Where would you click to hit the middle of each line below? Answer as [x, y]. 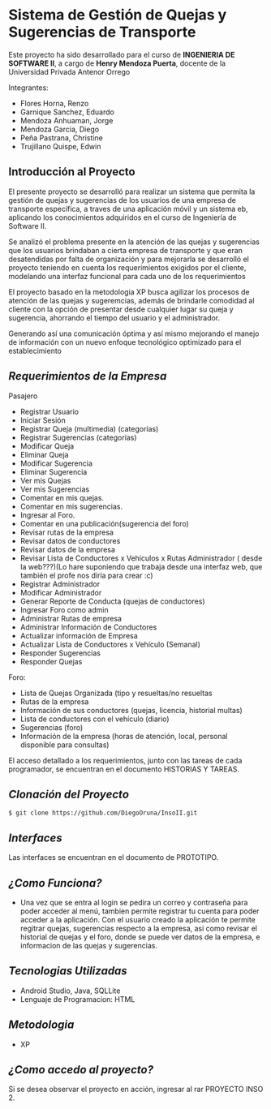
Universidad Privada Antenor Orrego [69, 71]
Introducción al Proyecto [72, 172]
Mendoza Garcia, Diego [60, 129]
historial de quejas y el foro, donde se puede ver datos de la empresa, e [140, 937]
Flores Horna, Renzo [54, 103]
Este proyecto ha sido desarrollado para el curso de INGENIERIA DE [122, 54]
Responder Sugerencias [60, 653]
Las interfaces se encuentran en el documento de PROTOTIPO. [114, 858]
